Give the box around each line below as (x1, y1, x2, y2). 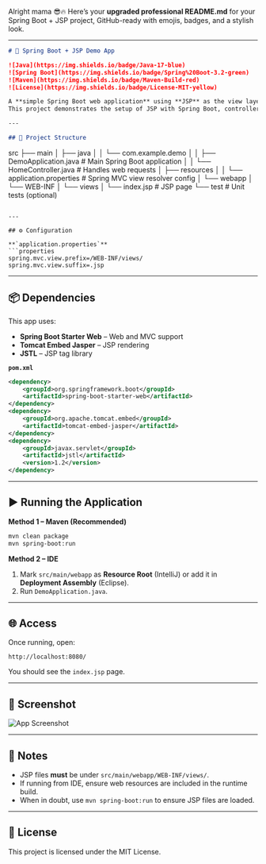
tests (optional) (8, 190, 58, 199)
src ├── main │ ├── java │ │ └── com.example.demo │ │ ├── (8, 148, 216, 157)
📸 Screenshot (8, 697, 77, 711)
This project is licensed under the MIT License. (8, 847, 161, 856)
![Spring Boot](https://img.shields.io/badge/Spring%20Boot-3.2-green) (8, 68, 249, 76)
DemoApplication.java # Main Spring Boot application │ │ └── (8, 156, 211, 166)
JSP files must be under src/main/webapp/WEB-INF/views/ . (19, 770, 210, 780)
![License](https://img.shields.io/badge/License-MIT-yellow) (8, 83, 218, 91)
